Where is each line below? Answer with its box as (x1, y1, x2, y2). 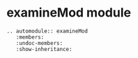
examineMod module (6, 5, 132, 21)
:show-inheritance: (15, 46, 72, 52)
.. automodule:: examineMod (6, 28, 89, 35)
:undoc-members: (15, 39, 63, 46)
